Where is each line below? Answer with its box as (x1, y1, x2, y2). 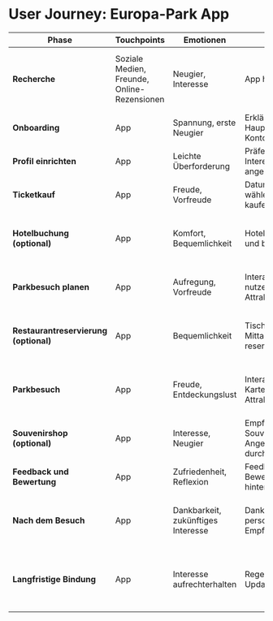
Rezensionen (115, 93, 165, 105)
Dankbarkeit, (172, 504, 222, 515)
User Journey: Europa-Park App (8, 5, 230, 24)
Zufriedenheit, (172, 466, 227, 477)
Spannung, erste (172, 117, 236, 128)
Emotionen (183, 34, 227, 45)
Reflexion (172, 476, 209, 487)
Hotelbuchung (12, 227, 69, 239)
